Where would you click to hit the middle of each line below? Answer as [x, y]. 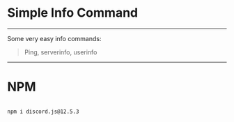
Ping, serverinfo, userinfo [61, 52]
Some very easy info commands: [54, 38]
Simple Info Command [72, 13]
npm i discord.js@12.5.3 [43, 112]
